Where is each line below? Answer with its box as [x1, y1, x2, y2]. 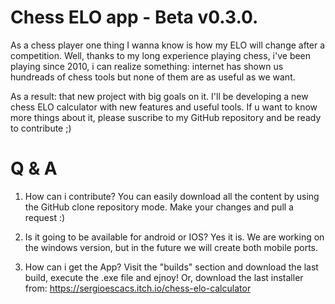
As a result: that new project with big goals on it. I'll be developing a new [10, 90, 309, 102]
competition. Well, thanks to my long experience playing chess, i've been [10, 49, 312, 61]
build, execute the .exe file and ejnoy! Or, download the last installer [24, 271, 304, 283]
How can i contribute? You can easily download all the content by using [24, 190, 320, 202]
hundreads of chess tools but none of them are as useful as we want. [10, 71, 296, 83]
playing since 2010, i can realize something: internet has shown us [10, 60, 284, 72]
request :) [24, 211, 66, 223]
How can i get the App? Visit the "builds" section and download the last [24, 261, 319, 273]
